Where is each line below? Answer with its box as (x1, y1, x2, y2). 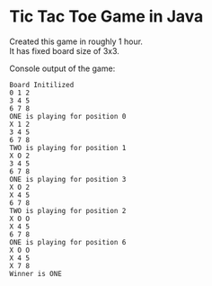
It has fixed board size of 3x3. (9, 45, 119, 56)
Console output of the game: (9, 63, 116, 74)
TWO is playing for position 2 (9, 206, 127, 215)
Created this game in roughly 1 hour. (9, 36, 144, 47)
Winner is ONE (9, 269, 63, 278)
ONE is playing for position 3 (9, 174, 127, 183)
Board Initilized (9, 80, 75, 89)
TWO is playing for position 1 (9, 143, 127, 152)
